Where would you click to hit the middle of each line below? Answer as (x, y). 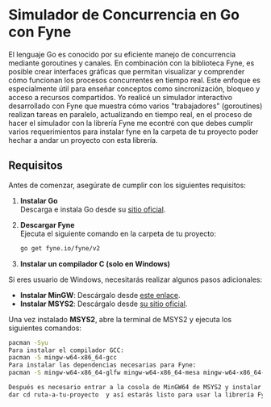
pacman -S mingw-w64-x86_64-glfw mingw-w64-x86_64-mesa (104, 373)
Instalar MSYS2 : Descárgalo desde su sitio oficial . (104, 304)
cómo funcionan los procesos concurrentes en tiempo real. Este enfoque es (134, 80)
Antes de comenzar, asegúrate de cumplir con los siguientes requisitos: (127, 185)
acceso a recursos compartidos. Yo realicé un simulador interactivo (120, 97)
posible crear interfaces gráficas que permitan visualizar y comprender (127, 71)
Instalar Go (39, 200)
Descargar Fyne (47, 224)
